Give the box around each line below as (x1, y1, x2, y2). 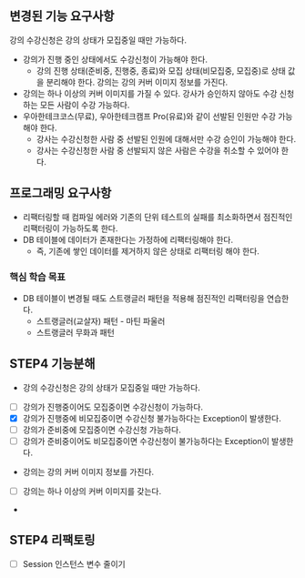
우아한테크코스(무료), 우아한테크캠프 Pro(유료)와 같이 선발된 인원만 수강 (22, 110, 276, 121)
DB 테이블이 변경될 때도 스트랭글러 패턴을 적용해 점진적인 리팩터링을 (22, 292, 266, 303)
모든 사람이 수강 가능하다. (39, 99, 130, 110)
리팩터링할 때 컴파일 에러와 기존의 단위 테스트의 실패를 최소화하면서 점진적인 (22, 211, 293, 222)
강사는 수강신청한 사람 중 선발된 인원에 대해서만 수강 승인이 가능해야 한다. (36, 133, 297, 144)
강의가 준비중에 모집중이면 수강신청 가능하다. (22, 424, 182, 435)
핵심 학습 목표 (9, 270, 66, 283)
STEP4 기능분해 (9, 356, 96, 371)
